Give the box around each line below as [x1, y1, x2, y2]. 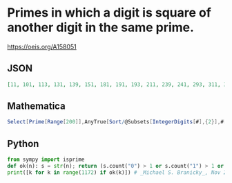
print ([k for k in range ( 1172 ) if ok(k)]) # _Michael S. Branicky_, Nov [7, 168, 221, 176]
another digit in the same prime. [7, 19, 195, 35]
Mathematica [7, 101, 66, 112]
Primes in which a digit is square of [7, 5, 212, 21]
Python [7, 137, 39, 150]
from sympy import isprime [7, 156, 85, 164]
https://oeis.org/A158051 [7, 42, 77, 51]
